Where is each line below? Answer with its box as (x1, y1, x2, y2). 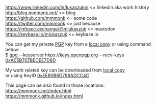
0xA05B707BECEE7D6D (5, 57, 56, 63)
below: (5, 47, 19, 52)
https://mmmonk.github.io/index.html (5, 93, 83, 99)
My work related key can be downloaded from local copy (5, 67, 125, 73)
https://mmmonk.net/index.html (5, 88, 72, 93)
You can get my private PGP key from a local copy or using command (5, 41, 151, 47)
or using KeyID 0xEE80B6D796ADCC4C (5, 73, 90, 78)
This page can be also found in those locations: (5, 82, 105, 88)
